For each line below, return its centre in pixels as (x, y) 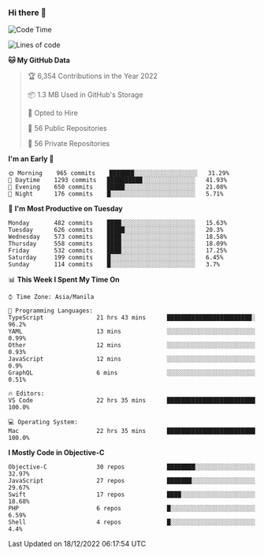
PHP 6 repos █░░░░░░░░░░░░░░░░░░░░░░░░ (132, 509)
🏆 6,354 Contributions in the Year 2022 (92, 76)
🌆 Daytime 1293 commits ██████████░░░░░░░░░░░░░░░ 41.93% (117, 181)
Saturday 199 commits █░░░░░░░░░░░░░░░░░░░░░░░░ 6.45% (116, 258)
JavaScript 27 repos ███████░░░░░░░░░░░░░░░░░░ (132, 481)
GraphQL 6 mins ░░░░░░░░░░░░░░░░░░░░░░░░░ (132, 373)
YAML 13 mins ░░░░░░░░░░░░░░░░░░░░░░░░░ (132, 332)
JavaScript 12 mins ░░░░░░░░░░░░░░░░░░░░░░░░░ (132, 359)
